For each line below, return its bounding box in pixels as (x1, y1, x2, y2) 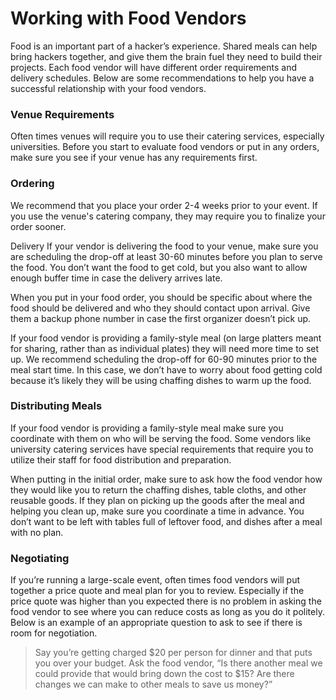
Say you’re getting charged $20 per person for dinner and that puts (34, 647, 313, 659)
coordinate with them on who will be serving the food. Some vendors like (10, 432, 312, 444)
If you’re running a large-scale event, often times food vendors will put (10, 574, 301, 586)
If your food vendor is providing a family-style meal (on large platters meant (10, 332, 322, 344)
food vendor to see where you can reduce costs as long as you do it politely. (10, 606, 325, 618)
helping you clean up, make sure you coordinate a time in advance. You (10, 505, 305, 517)
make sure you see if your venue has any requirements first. (10, 152, 258, 164)
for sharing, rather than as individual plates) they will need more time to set (10, 342, 320, 354)
